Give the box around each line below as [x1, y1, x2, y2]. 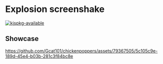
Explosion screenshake [5, 3, 105, 15]
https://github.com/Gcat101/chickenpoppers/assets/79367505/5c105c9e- [5, 47, 158, 53]
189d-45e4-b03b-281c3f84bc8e [5, 53, 73, 59]
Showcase [5, 34, 39, 43]
